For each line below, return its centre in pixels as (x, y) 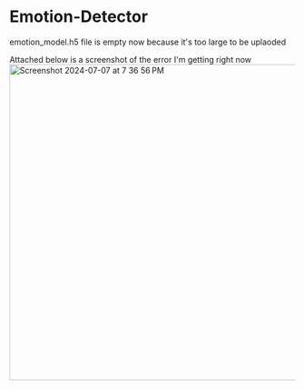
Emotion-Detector (78, 17)
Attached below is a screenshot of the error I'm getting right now (131, 59)
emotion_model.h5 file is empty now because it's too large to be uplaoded (148, 42)
